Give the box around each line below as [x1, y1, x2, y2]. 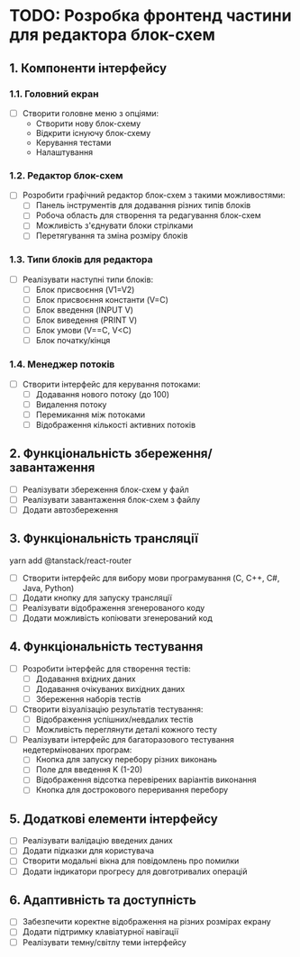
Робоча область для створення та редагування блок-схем [35, 210, 261, 221]
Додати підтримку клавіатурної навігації [22, 926, 178, 937]
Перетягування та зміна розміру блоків [35, 231, 188, 242]
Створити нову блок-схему [35, 118, 141, 129]
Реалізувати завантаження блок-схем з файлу [22, 494, 201, 505]
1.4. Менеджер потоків [9, 358, 115, 370]
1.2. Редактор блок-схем [9, 169, 123, 181]
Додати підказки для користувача [22, 845, 155, 856]
